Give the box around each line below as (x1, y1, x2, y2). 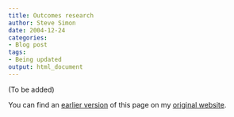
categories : (8, 33, 48, 42)
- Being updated (8, 56, 62, 64)
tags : (8, 48, 26, 56)
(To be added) (8, 85, 55, 94)
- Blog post (8, 41, 48, 49)
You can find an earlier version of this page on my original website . (8, 100, 227, 109)
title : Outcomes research (8, 11, 94, 20)
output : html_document (8, 63, 83, 71)
